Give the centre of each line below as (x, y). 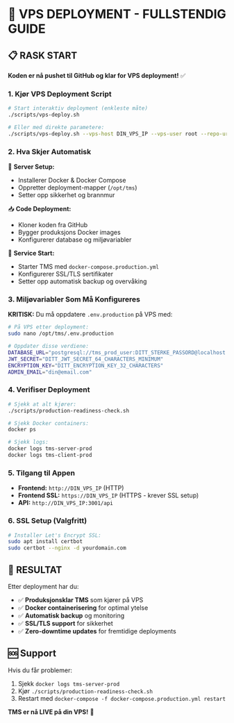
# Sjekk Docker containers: (49, 423)
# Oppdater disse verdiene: (49, 347)
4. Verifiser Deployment (49, 390)
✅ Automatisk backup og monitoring (71, 615)
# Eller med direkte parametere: (56, 128)
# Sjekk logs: (28, 442)
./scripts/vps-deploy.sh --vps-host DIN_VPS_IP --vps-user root (103, 134)
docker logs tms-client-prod (50, 455)
